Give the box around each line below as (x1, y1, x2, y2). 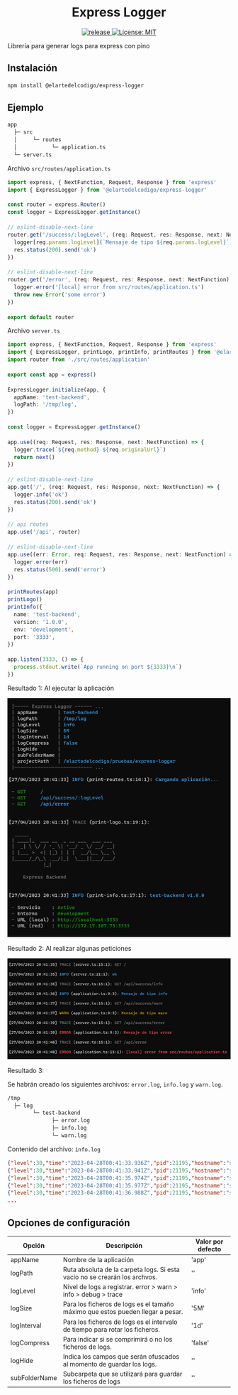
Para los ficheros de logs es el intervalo (62, 1318, 178, 1326)
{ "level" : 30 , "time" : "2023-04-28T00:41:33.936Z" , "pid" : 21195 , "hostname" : (7, 1159, 227, 1166)
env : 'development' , (13, 626, 74, 633)
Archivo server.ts (7, 326, 60, 335)
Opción (22, 1241, 45, 1249)
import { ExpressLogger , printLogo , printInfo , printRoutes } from (7, 349, 211, 356)
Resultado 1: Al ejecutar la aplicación (7, 684, 115, 692)
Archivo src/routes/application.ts (7, 164, 111, 173)
